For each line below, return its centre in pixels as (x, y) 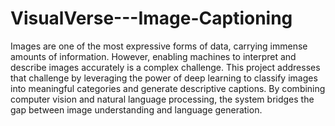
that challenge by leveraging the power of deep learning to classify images (164, 78)
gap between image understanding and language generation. (136, 109)
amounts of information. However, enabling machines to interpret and (153, 56)
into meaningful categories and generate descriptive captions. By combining (168, 88)
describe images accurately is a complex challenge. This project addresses (165, 67)
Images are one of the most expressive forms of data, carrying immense (159, 46)
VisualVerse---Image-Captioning (151, 18)
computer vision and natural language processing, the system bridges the (162, 99)
